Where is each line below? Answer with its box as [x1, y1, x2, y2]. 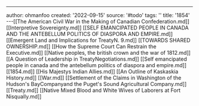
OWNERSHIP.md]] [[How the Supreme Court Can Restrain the [6, 43, 157, 50]
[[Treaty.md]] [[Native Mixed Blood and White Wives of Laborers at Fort [6, 87, 181, 94]
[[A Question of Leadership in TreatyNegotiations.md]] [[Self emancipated [6, 55, 188, 62]
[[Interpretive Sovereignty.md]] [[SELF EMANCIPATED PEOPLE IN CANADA [6, 24, 189, 31]
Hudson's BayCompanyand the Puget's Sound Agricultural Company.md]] [6, 81, 187, 87]
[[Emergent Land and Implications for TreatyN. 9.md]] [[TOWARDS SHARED [6, 37, 191, 44]
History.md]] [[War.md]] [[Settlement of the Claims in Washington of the [6, 74, 182, 81]
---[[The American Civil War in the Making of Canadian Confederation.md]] [6, 18, 190, 25]
